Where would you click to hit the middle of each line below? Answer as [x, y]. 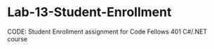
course [18, 38]
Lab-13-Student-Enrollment [89, 12]
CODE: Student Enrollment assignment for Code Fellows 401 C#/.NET [107, 31]
